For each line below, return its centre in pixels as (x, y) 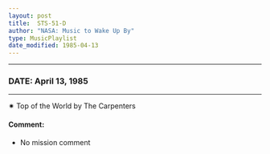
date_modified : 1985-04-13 (53, 46)
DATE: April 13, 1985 (48, 81)
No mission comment (55, 142)
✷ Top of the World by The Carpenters (72, 106)
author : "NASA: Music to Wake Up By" (72, 30)
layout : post (30, 16)
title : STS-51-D (37, 23)
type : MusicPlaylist (43, 38)
